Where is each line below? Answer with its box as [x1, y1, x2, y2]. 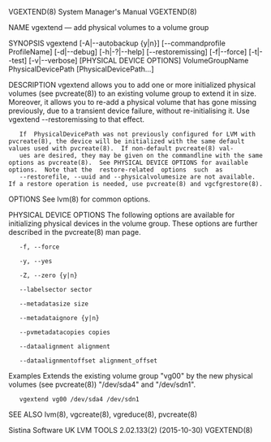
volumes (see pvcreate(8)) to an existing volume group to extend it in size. [8, 89, 257, 98]
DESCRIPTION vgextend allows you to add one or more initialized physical [8, 80, 256, 89]
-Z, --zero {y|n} [19, 271, 79, 279]
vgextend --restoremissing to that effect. [8, 115, 144, 124]
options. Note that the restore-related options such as [8, 166, 223, 174]
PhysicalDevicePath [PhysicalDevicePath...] [8, 64, 154, 74]
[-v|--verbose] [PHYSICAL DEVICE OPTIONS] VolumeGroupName [28, 56, 249, 65]
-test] [8, 56, 28, 65]
